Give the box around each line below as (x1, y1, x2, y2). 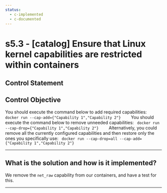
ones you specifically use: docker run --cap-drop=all (5, 135, 118, 141)
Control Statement (5, 79, 64, 87)
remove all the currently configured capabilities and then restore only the (5, 130, 155, 136)
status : (5, 7, 21, 12)
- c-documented (9, 16, 41, 21)
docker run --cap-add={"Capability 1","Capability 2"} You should (5, 114, 154, 120)
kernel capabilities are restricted (5, 48, 143, 60)
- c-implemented (9, 12, 43, 17)
